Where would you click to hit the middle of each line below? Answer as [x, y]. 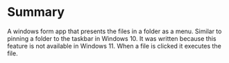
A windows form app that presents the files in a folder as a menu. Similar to [114, 31]
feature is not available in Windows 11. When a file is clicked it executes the [114, 46]
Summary [36, 12]
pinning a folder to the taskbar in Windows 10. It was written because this [112, 38]
